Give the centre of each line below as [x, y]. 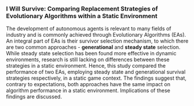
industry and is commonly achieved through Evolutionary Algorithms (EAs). [96, 35]
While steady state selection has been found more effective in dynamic [91, 54]
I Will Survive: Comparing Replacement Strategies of [82, 9]
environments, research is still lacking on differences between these [88, 59]
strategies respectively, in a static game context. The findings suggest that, [96, 78]
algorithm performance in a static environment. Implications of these [88, 91]
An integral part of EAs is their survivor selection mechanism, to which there [97, 41]
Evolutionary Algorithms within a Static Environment [82, 16]
